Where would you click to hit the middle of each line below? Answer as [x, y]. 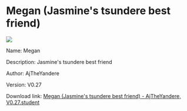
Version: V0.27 [24, 85]
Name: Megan [23, 51]
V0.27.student [23, 102]
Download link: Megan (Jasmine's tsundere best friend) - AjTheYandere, [93, 96]
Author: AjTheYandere [33, 73]
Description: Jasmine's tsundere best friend [59, 62]
